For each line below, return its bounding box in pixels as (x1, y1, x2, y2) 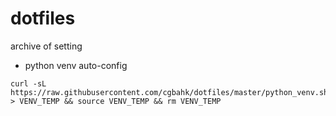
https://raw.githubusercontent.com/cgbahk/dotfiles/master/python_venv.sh (10, 87, 329, 97)
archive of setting (10, 40, 83, 52)
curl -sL (10, 78, 47, 89)
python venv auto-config (24, 59, 128, 71)
